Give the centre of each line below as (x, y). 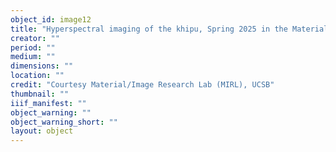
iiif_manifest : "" (48, 103)
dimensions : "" (42, 66)
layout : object (42, 131)
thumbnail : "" (40, 94)
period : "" (33, 47)
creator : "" (35, 38)
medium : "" (33, 57)
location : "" (37, 76)
